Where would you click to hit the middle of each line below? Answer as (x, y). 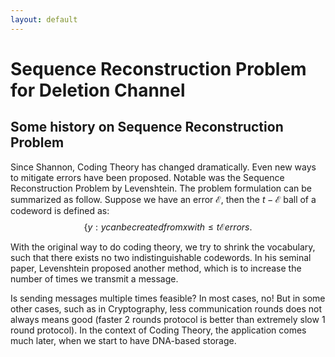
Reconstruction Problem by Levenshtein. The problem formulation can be (161, 188)
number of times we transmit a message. (94, 278)
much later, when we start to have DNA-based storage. (123, 340)
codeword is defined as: (60, 210)
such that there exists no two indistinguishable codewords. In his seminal (161, 257)
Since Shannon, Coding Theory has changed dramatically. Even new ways (163, 167)
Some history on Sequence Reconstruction (147, 127)
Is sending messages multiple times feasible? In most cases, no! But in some (168, 298)
